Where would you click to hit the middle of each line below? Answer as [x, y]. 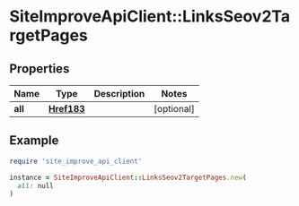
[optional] [174, 109]
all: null [35, 185]
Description [119, 94]
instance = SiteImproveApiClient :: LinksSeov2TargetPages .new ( [128, 177]
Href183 [66, 109]
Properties [40, 69]
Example [34, 141]
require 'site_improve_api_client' [76, 161]
